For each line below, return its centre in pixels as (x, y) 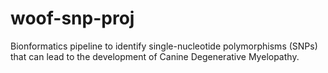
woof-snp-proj (72, 18)
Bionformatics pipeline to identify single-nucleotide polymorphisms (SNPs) (164, 46)
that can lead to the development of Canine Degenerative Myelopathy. (155, 56)
